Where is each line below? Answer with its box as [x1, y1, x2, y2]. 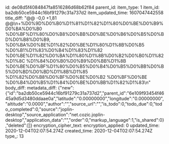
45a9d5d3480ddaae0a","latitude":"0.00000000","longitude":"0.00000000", [5, 95, 164, 102]
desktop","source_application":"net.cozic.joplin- [5, 112, 105, 118]
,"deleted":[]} [5, 122, 33, 128]
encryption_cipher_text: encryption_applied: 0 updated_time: [33, 122, 160, 128]
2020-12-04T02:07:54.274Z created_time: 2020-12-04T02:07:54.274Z [5, 128, 153, 133]
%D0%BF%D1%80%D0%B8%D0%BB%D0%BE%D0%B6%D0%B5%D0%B [5, 31, 164, 37]
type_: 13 [5, 133, 24, 139]
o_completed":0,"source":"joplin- [5, 106, 74, 112]
